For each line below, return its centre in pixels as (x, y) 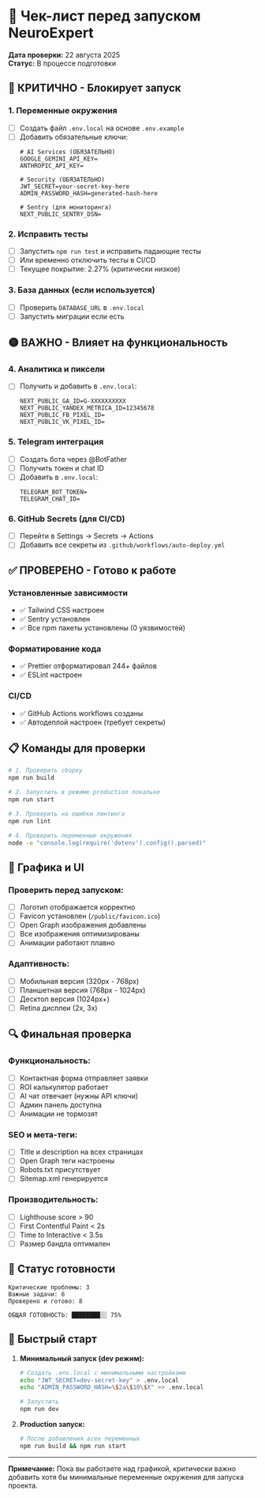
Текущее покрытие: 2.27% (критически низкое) (100, 269)
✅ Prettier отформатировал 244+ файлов (88, 666)
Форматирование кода (55, 649)
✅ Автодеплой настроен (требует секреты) (93, 722)
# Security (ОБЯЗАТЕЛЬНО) (62, 180)
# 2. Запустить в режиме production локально (84, 793)
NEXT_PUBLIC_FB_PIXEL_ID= (62, 415)
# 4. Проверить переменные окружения (70, 835)
